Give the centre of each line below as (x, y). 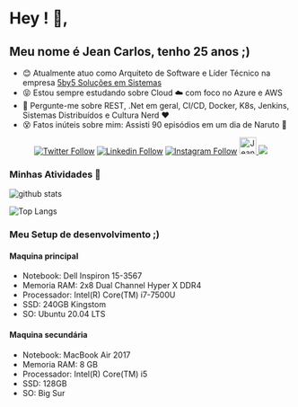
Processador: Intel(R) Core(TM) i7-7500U (99, 295)
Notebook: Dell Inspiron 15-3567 (82, 276)
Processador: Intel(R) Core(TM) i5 (85, 374)
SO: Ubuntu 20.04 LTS (64, 314)
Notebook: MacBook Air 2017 (76, 355)
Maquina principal (44, 256)
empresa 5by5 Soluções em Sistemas (92, 83)
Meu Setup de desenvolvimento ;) (84, 234)
